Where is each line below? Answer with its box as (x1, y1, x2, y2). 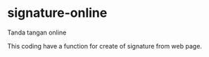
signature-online (7, 5, 108, 21)
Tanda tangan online (7, 28, 67, 37)
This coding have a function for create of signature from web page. (7, 42, 203, 50)
